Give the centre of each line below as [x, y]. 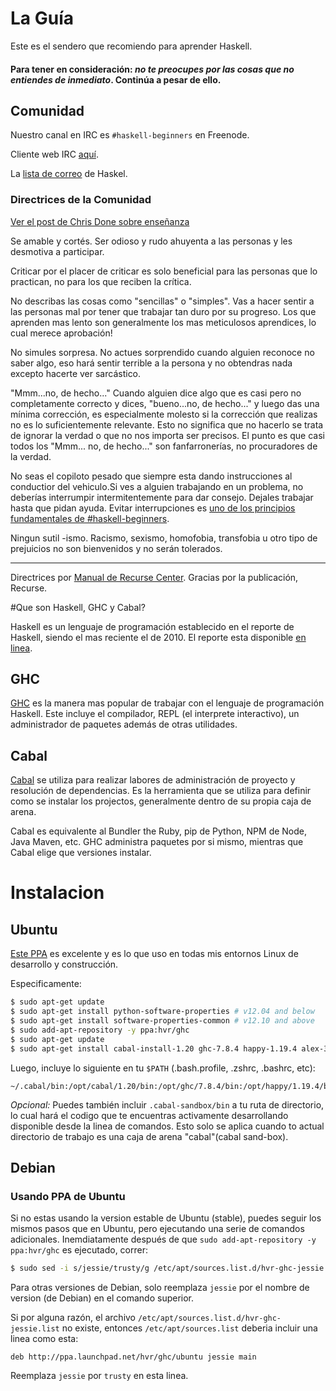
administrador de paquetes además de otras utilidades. [124, 724]
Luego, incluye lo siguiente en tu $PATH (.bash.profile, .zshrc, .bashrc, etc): [163, 1068]
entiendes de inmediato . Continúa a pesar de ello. [116, 79]
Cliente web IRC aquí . [54, 154]
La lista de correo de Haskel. [69, 174]
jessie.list [35, 1329]
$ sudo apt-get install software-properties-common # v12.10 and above [162, 1021]
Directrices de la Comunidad [81, 200]
